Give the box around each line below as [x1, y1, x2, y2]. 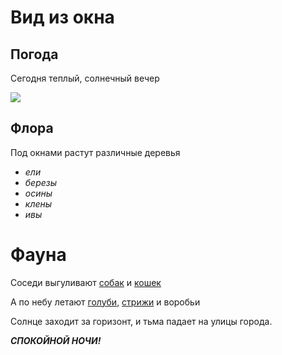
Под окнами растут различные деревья [10, 146, 181, 158]
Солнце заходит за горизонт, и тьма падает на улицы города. [10, 315, 273, 327]
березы [24, 176, 58, 188]
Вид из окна [10, 6, 115, 29]
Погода [10, 46, 59, 63]
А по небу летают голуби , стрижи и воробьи [10, 296, 201, 308]
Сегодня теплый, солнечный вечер [10, 72, 160, 84]
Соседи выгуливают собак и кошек [10, 276, 162, 288]
